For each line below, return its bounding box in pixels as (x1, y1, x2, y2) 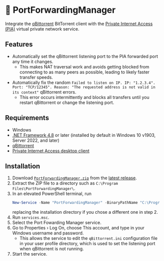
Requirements (5, 114, 49, 122)
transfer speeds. (19, 74, 53, 80)
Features (5, 40, 33, 49)
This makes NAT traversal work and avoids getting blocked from (19, 64, 150, 69)
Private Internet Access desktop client (12, 148, 90, 154)
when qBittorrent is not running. (19, 246, 84, 252)
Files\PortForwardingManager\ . (12, 186, 76, 192)
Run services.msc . (12, 214, 50, 221)
